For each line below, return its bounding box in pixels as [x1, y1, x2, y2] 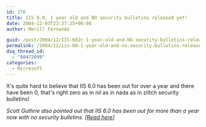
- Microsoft [12, 65, 43, 71]
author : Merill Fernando [6, 26, 70, 32]
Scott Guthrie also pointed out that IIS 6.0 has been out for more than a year [6, 107, 199, 114]
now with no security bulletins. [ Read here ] [6, 114, 115, 121]
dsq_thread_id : [6, 48, 45, 55]
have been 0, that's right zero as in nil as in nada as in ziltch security [6, 89, 179, 96]
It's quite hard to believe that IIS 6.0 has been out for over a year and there [6, 82, 194, 89]
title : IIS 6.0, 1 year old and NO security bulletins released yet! [6, 15, 188, 21]
